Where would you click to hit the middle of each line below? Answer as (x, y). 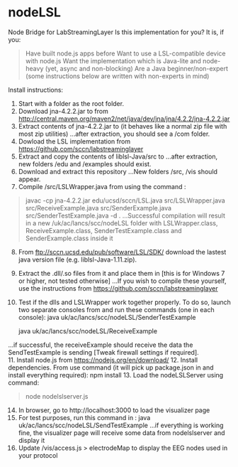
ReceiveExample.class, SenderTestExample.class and (104, 230)
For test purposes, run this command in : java (84, 417)
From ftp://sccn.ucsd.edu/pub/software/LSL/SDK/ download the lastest (122, 252)
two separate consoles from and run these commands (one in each (116, 309)
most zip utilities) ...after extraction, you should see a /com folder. (114, 134)
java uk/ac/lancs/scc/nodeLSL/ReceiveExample (88, 331)
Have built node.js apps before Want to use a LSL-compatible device (125, 53)
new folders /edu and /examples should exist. (85, 163)
